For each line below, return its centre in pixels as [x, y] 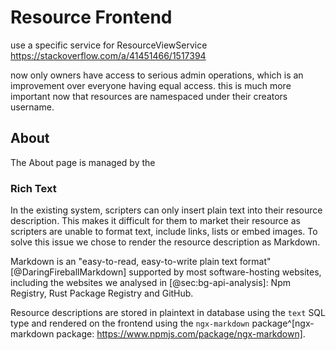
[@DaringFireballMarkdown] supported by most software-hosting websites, [166, 272]
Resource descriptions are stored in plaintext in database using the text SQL [168, 313]
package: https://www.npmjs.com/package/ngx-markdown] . [181, 334]
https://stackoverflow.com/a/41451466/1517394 [108, 55]
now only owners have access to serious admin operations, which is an [157, 75]
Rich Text [33, 188]
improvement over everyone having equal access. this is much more [151, 85]
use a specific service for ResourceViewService [109, 45]
